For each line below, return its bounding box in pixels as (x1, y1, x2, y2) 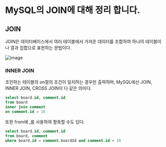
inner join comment (5, 105, 46, 110)
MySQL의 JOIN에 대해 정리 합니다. (5, 4, 141, 16)
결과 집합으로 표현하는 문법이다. (10, 45, 72, 50)
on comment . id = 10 (5, 109, 46, 114)
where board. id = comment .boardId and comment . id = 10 (5, 138, 121, 143)
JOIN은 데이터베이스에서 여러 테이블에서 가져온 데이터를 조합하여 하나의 (5, 38, 144, 44)
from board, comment (5, 133, 48, 139)
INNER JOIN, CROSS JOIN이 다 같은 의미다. (5, 85, 92, 91)
